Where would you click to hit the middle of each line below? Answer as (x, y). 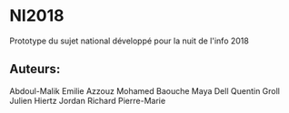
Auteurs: (35, 69)
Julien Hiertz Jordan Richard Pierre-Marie (88, 100)
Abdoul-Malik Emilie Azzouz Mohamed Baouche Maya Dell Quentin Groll (144, 90)
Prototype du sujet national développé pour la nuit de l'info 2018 (130, 41)
